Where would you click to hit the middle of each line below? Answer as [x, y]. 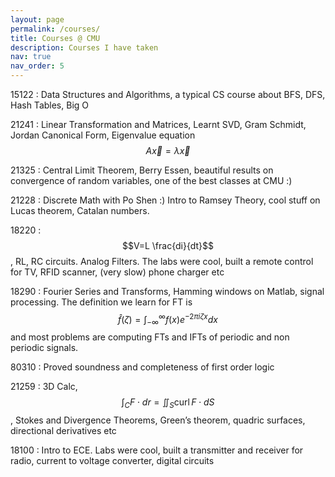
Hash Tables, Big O [50, 105]
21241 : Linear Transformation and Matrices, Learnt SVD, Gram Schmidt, [158, 124]
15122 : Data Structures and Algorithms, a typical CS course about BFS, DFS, [168, 94]
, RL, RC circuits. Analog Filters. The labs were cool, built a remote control [162, 261]
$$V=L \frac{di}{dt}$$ [168, 245]
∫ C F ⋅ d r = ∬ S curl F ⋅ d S [168, 403]
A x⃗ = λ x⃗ [168, 150]
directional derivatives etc [63, 431]
